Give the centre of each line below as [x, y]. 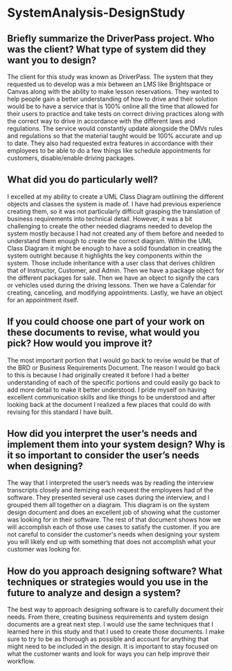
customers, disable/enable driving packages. [72, 158]
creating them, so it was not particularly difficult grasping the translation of [114, 211]
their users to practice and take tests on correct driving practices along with [115, 114]
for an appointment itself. [43, 299]
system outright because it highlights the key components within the [105, 256]
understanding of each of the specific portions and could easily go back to [114, 382]
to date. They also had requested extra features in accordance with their [110, 143]
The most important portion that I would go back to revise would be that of [113, 360]
